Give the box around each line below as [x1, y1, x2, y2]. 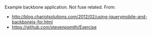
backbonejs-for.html [11, 19, 53, 25]
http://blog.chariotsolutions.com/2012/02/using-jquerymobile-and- [11, 14, 148, 19]
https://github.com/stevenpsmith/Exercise [11, 24, 97, 30]
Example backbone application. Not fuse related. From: [4, 4, 116, 10]
